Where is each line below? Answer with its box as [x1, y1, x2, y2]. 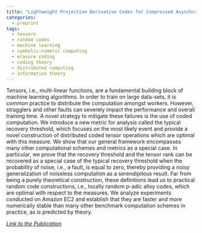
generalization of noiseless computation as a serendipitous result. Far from [6, 170, 192, 178]
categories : [6, 14, 36, 20]
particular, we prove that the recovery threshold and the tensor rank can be [6, 151, 192, 158]
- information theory [11, 70, 66, 76]
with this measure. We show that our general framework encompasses [6, 138, 182, 145]
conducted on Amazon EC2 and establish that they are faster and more [6, 196, 182, 203]
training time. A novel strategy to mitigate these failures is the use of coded [6, 113, 192, 120]
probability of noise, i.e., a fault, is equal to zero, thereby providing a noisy [6, 164, 190, 171]
